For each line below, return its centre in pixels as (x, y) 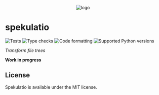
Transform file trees (25, 50)
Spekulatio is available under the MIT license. (51, 87)
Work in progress (23, 60)
